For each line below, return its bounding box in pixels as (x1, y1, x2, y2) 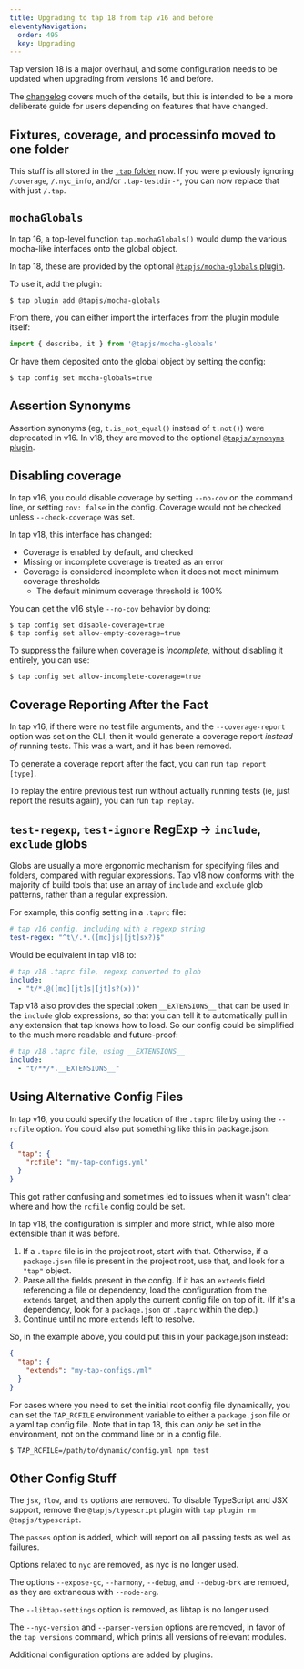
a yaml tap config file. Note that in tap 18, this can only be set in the (9, 1418, 262, 1429)
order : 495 (17, 30, 59, 39)
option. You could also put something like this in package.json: (35, 1123, 270, 1134)
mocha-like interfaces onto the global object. (9, 242, 178, 253)
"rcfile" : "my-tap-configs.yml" (25, 1158, 148, 1167)
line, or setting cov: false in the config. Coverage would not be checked (9, 502, 282, 513)
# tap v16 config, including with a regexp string (9, 924, 206, 933)
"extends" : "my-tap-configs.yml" (25, 1365, 153, 1375)
